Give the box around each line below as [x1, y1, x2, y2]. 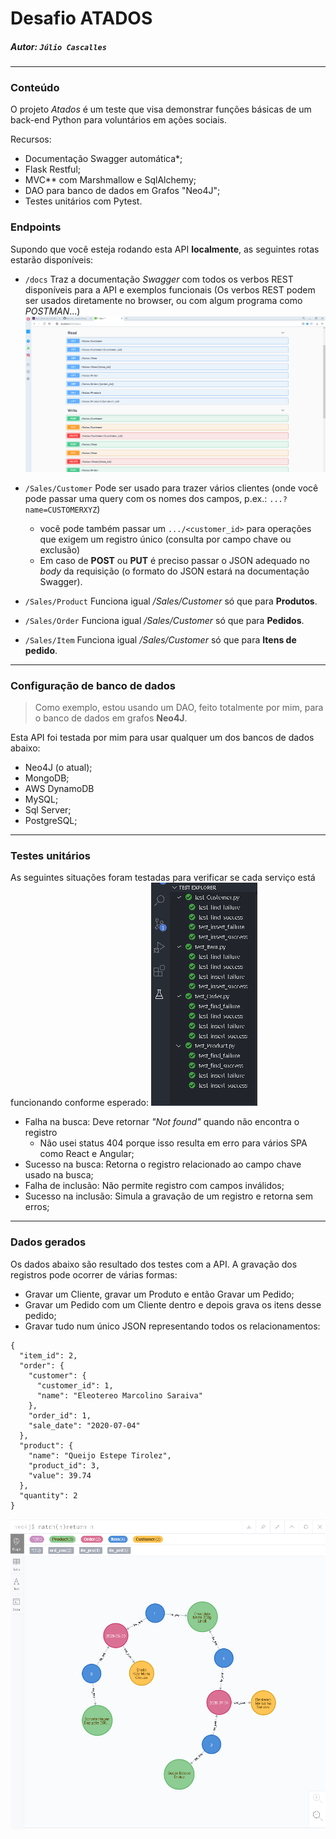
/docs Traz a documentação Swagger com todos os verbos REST [24, 273, 294, 285]
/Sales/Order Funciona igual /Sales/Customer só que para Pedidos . [24, 614, 305, 626]
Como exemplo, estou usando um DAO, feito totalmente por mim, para [34, 702, 324, 714]
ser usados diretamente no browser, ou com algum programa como [24, 294, 303, 306]
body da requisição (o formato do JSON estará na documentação [39, 565, 310, 577]
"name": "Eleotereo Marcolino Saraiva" [36, 1390, 203, 1401]
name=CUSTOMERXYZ [24, 505, 98, 515]
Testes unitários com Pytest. [24, 195, 143, 207]
